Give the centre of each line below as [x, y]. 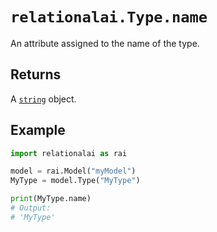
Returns [36, 74]
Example [38, 130]
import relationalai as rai [69, 153]
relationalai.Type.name [109, 17]
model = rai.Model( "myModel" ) [73, 171]
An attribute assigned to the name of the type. [105, 43]
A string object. [43, 99]
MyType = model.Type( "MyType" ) [75, 181]
